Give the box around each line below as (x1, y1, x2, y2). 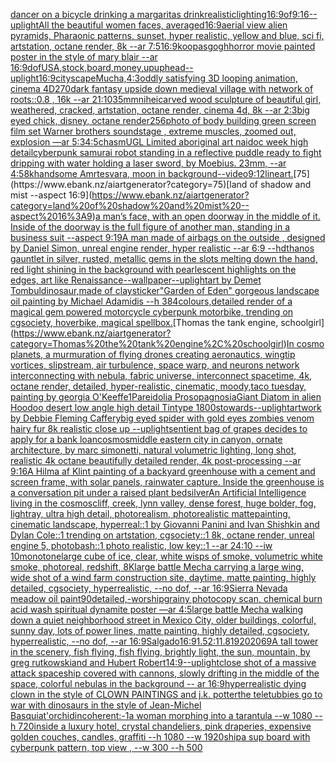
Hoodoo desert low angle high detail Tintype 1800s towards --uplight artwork (10, 402, 322, 413)
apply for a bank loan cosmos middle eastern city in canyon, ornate (10, 434, 283, 445)
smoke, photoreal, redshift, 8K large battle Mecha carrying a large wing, (10, 561, 304, 573)
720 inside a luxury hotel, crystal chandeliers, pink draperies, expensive (18, 720, 312, 732)
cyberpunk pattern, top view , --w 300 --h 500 (10, 742, 203, 753)
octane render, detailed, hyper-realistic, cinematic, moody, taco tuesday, (10, 380, 307, 392)
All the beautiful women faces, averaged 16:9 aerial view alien (38, 19, 288, 31)
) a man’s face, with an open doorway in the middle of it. (91, 210, 321, 222)
